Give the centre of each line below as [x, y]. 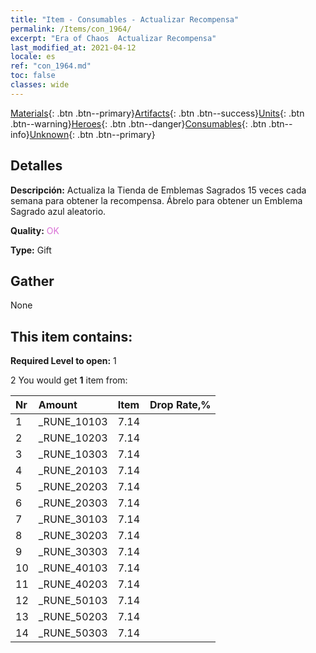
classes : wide [40, 85]
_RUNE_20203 [73, 487]
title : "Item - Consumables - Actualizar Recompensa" [125, 19]
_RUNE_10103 [73, 422]
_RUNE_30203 [73, 536]
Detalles [36, 166]
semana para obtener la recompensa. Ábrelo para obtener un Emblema [156, 200]
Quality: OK [35, 230]
